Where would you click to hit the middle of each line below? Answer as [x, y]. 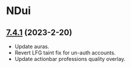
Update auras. [32, 46]
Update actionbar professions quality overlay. [70, 59]
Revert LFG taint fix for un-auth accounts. [65, 53]
